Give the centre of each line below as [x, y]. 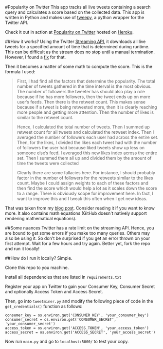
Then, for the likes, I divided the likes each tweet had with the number [87, 143]
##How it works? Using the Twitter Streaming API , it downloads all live [75, 41]
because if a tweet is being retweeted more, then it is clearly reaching [87, 107]
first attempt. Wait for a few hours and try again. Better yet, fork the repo [78, 243]
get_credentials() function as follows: [44, 306]
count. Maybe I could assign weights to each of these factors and [82, 183]
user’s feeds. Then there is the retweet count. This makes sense [81, 102]
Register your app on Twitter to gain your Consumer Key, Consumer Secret [80, 287]
